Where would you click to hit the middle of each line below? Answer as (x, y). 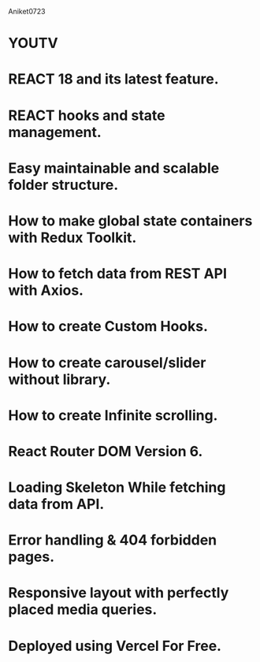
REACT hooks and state (87, 115)
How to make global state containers (130, 221)
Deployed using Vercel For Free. (115, 646)
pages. (32, 557)
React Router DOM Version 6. (106, 451)
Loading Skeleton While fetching (117, 487)
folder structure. (63, 185)
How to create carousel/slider (107, 363)
